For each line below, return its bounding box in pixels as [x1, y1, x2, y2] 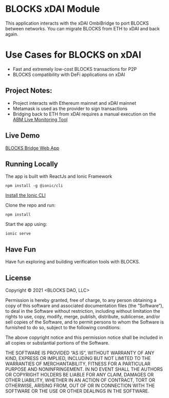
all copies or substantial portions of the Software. [5, 339, 109, 346]
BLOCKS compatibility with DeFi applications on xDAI [12, 71, 125, 78]
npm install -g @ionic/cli [5, 183, 63, 188]
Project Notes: [5, 86, 52, 95]
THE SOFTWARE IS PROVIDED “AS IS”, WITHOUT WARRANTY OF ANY [5, 350, 155, 356]
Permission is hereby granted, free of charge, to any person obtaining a [5, 297, 157, 303]
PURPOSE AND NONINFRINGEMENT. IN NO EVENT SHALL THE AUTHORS [5, 366, 163, 372]
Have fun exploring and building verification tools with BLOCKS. [5, 259, 140, 265]
